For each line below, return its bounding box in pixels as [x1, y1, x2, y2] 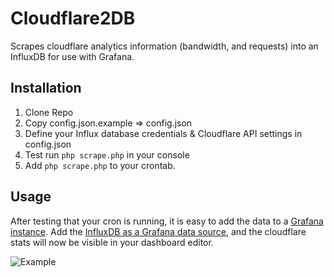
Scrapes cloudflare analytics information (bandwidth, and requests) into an [10, 40, 319, 52]
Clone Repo [24, 106, 74, 118]
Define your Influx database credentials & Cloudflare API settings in [24, 127, 303, 139]
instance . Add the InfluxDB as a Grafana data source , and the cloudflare [10, 225, 307, 237]
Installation [10, 80, 82, 97]
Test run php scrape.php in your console [24, 148, 190, 161]
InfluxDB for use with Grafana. [10, 50, 135, 62]
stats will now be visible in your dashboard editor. [10, 236, 214, 248]
